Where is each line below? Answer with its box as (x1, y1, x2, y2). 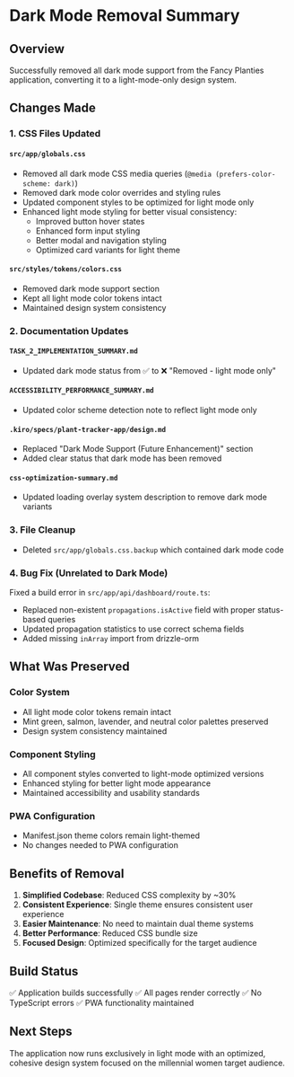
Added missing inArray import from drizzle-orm (22, 633, 200, 644)
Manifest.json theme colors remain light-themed (22, 830, 200, 841)
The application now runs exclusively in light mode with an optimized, (9, 1047, 266, 1058)
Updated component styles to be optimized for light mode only (22, 197, 255, 207)
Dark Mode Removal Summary (9, 5, 240, 26)
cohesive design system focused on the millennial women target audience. (9, 1057, 285, 1068)
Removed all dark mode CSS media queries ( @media (22, 168, 212, 179)
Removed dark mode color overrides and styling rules (22, 187, 221, 198)
